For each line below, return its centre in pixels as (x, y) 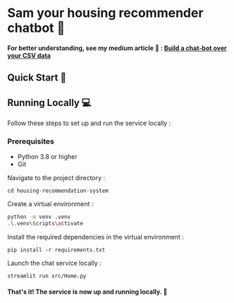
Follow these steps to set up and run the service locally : (89, 123)
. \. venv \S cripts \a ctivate (45, 224)
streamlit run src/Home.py (47, 276)
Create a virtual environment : (50, 204)
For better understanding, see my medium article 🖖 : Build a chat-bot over (117, 48)
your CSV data (29, 55)
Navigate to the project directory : (56, 178)
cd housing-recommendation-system (58, 191)
